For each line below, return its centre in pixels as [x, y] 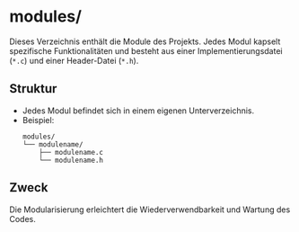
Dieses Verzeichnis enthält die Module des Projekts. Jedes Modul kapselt [145, 41]
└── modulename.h [71, 160]
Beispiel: [38, 120]
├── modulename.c [71, 152]
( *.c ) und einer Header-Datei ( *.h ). [74, 60]
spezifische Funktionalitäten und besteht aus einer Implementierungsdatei [146, 50]
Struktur [33, 89]
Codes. [22, 219]
